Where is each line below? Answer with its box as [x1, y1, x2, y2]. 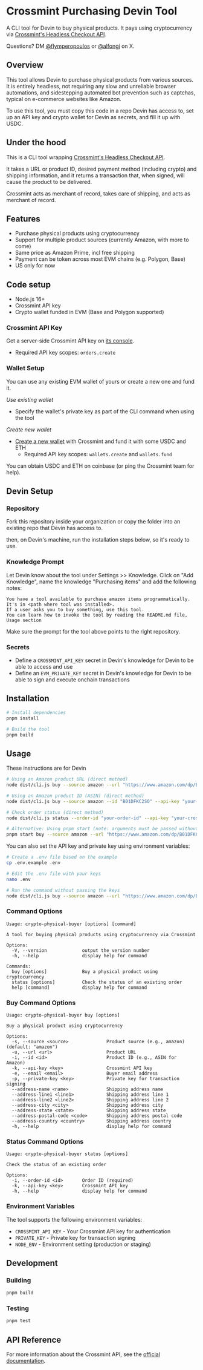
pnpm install [6, 715, 39, 721]
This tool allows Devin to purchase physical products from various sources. [6, 76, 194, 83]
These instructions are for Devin [6, 764, 86, 772]
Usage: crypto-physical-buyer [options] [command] [6, 921, 137, 927]
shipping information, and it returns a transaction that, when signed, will [6, 171, 185, 179]
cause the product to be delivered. [6, 178, 92, 185]
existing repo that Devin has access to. [6, 525, 103, 532]
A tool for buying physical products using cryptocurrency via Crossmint [6, 931, 196, 937]
